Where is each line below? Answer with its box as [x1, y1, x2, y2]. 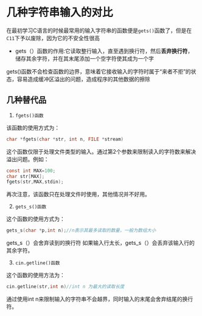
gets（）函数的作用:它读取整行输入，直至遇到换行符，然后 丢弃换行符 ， [15, 47, 193, 55]
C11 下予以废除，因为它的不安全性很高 [6, 34, 100, 41]
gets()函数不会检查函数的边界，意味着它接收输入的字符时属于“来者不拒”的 [6, 67, 192, 75]
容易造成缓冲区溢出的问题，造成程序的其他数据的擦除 [16, 75, 150, 83]
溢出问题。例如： [6, 156, 49, 163]
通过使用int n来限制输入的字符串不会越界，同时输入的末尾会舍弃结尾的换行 [6, 295, 193, 303]
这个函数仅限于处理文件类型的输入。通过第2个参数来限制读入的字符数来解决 [6, 148, 197, 155]
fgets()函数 [15, 112, 44, 118]
